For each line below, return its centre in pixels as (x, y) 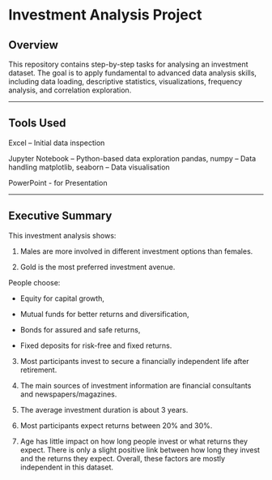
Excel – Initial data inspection (57, 143)
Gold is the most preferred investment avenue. (98, 267)
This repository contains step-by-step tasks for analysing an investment (128, 64)
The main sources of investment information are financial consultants (136, 385)
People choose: (34, 282)
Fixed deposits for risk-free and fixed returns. (96, 345)
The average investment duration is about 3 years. (104, 409)
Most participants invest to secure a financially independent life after (134, 361)
